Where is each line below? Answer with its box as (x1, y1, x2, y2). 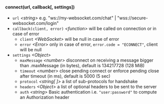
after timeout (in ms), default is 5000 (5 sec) (19, 73, 111, 79)
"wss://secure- (117, 15, 148, 21)
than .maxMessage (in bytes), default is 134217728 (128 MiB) (19, 63, 145, 69)
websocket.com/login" (12, 20, 59, 26)
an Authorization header (19, 95, 70, 101)
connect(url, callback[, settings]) (5, 4, 75, 10)
